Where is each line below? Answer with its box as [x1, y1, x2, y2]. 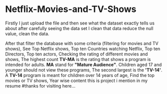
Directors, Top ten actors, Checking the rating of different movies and [5, 51, 148, 57]
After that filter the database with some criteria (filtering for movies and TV [5, 40, 159, 46]
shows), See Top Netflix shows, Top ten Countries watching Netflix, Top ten [5, 45, 161, 51]
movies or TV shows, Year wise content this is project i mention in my [5, 77, 148, 83]
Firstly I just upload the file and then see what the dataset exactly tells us [5, 20, 155, 26]
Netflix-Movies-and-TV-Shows [5, 3, 137, 15]
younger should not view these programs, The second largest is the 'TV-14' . [5, 66, 163, 73]
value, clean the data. [5, 30, 50, 36]
